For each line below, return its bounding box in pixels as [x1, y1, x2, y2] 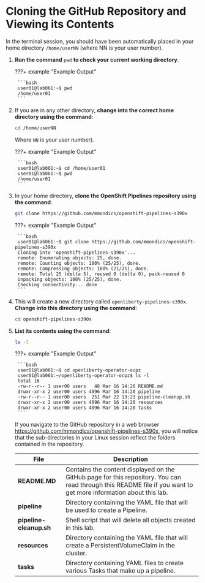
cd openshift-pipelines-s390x [14, 316, 92, 322]
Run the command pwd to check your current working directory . [14, 56, 179, 63]
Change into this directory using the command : [14, 304, 138, 311]
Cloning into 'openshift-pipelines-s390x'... [17, 250, 136, 256]
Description [113, 455, 148, 463]
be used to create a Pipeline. [65, 506, 147, 514]
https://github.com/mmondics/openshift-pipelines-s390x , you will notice [14, 427, 198, 435]
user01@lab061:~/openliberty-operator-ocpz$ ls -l [17, 373, 149, 379]
